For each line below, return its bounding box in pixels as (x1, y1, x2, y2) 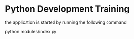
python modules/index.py (5, 28, 57, 34)
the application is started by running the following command (5, 19, 127, 25)
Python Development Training (5, 3, 130, 14)
